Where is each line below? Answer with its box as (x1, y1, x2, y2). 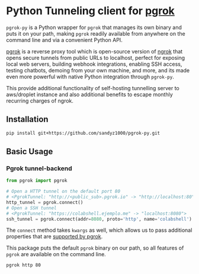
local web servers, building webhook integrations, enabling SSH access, (6, 60, 182, 68)
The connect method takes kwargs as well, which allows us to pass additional (6, 227, 192, 234)
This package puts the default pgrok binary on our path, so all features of (6, 244, 184, 251)
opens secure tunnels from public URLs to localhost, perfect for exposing (6, 54, 185, 61)
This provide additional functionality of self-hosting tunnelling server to (6, 84, 179, 91)
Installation (6, 114, 49, 125)
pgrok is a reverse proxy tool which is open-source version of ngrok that (6, 47, 183, 55)
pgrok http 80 (6, 262, 41, 268)
